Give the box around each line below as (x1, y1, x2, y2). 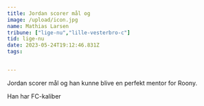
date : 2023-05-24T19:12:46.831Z (7, 42, 100, 49)
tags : (7, 49, 23, 55)
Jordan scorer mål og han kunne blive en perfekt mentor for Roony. (7, 79, 198, 87)
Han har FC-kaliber (7, 92, 62, 100)
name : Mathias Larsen (7, 23, 69, 29)
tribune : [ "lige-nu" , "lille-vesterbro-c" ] (7, 29, 131, 36)
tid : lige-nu (7, 36, 45, 42)
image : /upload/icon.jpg (7, 16, 78, 23)
